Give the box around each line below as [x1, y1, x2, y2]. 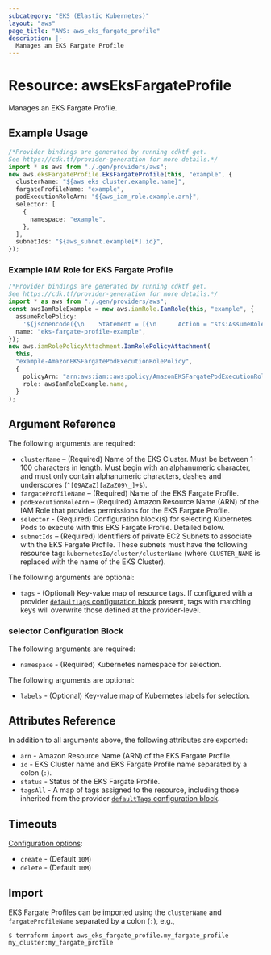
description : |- [8, 34, 63, 43]
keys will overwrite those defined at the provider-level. [19, 605, 202, 615]
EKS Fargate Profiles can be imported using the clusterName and [8, 907, 222, 917]
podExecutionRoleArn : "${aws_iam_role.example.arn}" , [15, 193, 200, 201]
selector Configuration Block [8, 625, 123, 637]
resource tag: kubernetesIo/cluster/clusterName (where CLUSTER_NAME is [19, 549, 261, 558]
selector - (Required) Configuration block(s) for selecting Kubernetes [19, 514, 252, 524]
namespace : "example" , [29, 215, 106, 223]
